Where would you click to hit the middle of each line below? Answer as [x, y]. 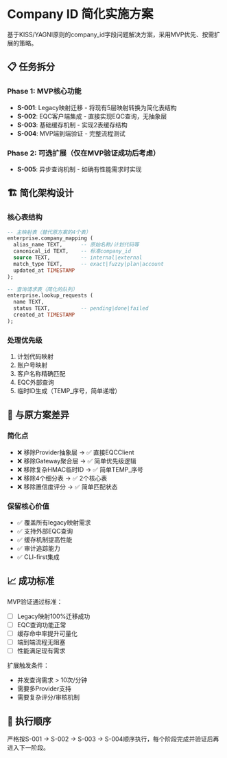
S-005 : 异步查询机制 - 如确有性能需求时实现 [79, 169]
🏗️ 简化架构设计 [40, 193]
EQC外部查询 [36, 382]
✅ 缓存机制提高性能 [45, 540]
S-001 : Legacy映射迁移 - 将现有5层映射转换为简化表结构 [97, 107]
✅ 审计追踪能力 [38, 549]
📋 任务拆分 [31, 67]
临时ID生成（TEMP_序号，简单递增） [69, 391]
